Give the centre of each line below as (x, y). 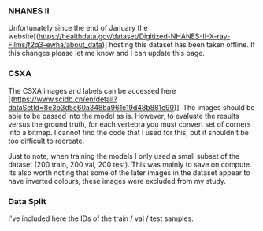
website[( (24, 36)
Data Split (27, 201)
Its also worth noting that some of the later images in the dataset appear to (129, 172)
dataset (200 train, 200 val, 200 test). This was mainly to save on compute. (130, 164)
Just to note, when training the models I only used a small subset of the (124, 156)
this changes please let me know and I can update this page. (106, 53)
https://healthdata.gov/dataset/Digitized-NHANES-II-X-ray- (134, 36)
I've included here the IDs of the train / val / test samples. (101, 218)
